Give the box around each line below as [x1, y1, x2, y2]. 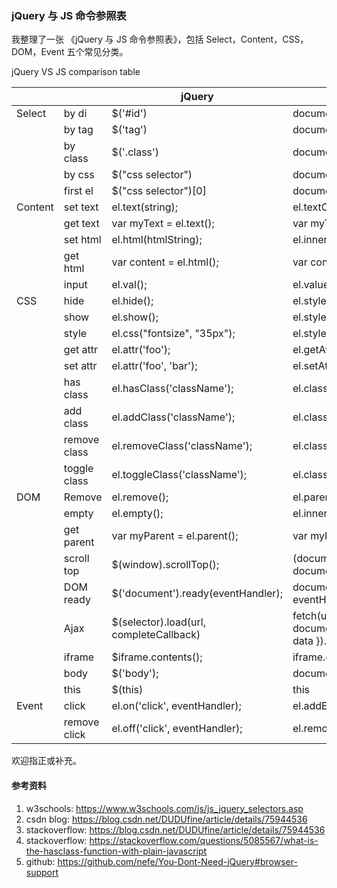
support [25, 866, 59, 878]
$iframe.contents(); [111, 650, 203, 664]
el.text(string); [111, 200, 179, 214]
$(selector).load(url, [111, 615, 206, 629]
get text [63, 217, 100, 231]
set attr [63, 359, 98, 373]
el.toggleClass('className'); [111, 468, 248, 482]
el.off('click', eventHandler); [111, 722, 243, 736]
